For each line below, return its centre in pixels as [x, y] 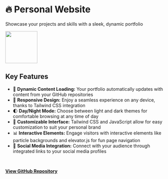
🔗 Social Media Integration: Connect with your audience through [81, 146]
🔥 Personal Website [48, 9]
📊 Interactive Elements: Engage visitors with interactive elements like [87, 133]
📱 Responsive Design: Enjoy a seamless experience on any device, [84, 100]
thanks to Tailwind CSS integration [49, 105]
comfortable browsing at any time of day [56, 116]
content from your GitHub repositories [53, 94]
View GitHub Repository [31, 171]
